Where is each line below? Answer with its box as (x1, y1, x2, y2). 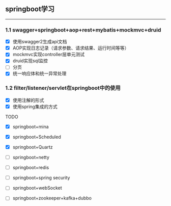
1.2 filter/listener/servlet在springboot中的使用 (5, 85, 121, 92)
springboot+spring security (12, 175, 70, 181)
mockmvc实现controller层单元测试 (12, 51, 85, 58)
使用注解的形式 (12, 97, 44, 103)
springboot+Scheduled (12, 134, 61, 140)
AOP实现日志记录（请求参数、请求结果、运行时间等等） (12, 45, 129, 51)
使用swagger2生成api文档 (12, 39, 67, 45)
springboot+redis (12, 165, 49, 171)
